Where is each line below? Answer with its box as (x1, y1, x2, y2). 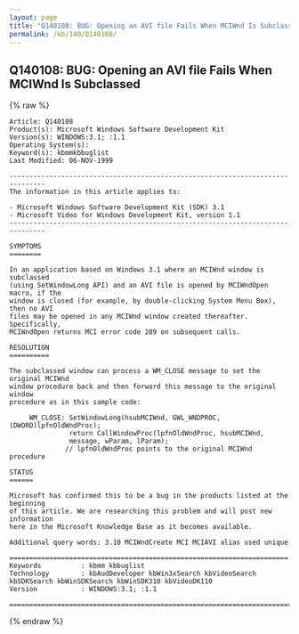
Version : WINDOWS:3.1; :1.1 (9, 585, 158, 594)
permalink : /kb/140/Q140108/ (9, 29, 117, 38)
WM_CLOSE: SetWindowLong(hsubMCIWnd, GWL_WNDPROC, (28, 413, 221, 423)
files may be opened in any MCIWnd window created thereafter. (9, 313, 249, 321)
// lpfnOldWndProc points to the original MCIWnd (65, 444, 253, 454)
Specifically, (9, 320, 62, 329)
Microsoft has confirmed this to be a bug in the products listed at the (9, 492, 289, 500)
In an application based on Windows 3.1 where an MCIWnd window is (9, 265, 265, 274)
